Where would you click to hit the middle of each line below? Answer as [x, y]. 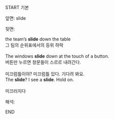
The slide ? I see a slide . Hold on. [40, 80]
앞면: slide [16, 18]
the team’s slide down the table [38, 39]
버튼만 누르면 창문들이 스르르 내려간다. [43, 62]
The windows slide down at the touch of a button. [57, 56]
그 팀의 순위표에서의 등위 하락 [34, 45]
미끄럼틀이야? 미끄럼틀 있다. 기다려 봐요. [45, 74]
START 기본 [17, 7]
